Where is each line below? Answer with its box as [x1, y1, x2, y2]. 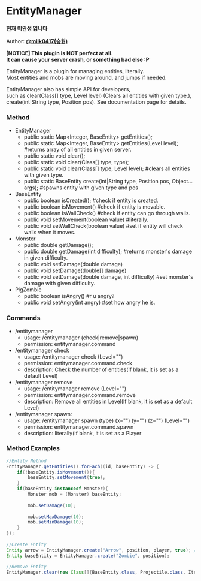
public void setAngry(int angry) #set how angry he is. [23, 299, 156, 306]
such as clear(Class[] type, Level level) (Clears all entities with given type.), [6, 92, 192, 99]
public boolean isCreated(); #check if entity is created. [23, 197, 159, 204]
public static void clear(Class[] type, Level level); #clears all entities [23, 165, 190, 172]
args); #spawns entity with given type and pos [23, 184, 139, 191]
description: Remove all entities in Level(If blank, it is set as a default [23, 398, 193, 405]
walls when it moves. [23, 229, 76, 236]
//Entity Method [6, 457, 47, 464]
